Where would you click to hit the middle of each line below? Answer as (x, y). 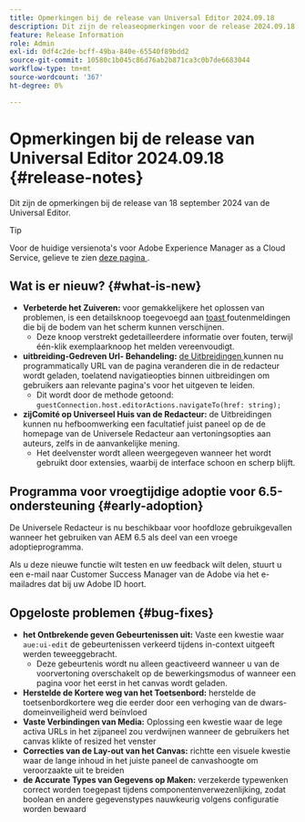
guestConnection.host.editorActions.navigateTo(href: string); (159, 406)
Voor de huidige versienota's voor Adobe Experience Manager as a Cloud (147, 248)
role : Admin (32, 43)
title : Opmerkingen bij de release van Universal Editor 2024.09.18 (142, 18)
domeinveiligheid (55, 712)
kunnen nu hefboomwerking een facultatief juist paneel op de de (144, 424)
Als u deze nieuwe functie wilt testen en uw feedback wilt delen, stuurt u (146, 565)
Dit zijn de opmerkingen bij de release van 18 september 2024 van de (140, 202)
